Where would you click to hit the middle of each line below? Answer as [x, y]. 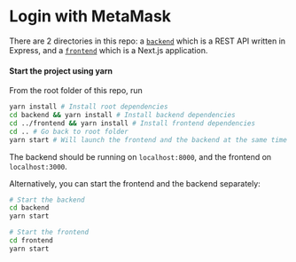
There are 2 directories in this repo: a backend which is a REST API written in [148, 41]
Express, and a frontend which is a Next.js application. [109, 50]
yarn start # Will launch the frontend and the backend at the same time [148, 139]
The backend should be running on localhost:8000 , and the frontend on [140, 156]
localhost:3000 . [39, 166]
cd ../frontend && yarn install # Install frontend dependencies [132, 123]
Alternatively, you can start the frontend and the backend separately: [135, 183]
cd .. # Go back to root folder [69, 131]
